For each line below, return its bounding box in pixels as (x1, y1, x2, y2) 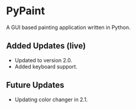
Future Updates (6, 80, 64, 90)
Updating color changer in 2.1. (14, 96, 88, 103)
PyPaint (6, 4, 46, 18)
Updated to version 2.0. (14, 56, 73, 63)
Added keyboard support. (14, 63, 78, 70)
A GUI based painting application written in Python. (6, 24, 131, 31)
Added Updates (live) (6, 41, 86, 51)
